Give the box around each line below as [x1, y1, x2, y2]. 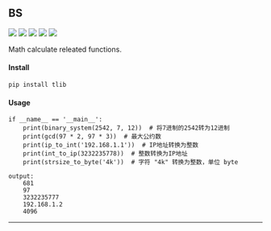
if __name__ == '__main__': [8, 116, 103, 124]
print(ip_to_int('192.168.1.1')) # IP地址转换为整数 [23, 141, 199, 150]
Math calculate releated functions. [8, 44, 123, 54]
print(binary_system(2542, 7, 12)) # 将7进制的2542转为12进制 [23, 124, 230, 132]
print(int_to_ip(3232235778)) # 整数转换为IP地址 [23, 150, 188, 158]
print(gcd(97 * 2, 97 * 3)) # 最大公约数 [23, 133, 161, 141]
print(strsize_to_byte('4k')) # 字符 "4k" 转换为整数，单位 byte [23, 159, 239, 167]
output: [8, 172, 35, 180]
